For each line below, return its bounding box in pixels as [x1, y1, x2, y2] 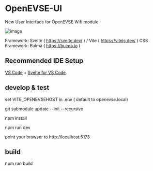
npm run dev [5, 124, 31, 130]
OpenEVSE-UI [5, 3, 62, 14]
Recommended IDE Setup [5, 57, 84, 65]
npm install [5, 115, 27, 121]
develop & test [5, 84, 49, 92]
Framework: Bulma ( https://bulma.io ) [5, 43, 81, 48]
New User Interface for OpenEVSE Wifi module [5, 19, 99, 25]
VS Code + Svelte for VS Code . [5, 70, 67, 75]
